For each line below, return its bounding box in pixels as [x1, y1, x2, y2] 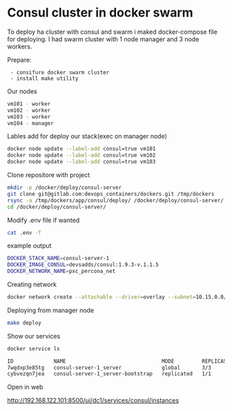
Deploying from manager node [7, 305, 95, 314]
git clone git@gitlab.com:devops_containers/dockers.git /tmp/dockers [7, 190, 215, 197]
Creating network [7, 281, 57, 289]
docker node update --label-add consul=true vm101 [7, 146, 156, 152]
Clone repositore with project [7, 171, 90, 179]
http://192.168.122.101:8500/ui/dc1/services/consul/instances [7, 397, 180, 405]
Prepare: [7, 55, 32, 63]
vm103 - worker [7, 113, 51, 120]
